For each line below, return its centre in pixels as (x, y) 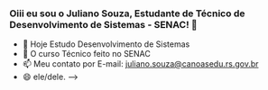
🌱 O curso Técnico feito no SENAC (86, 54)
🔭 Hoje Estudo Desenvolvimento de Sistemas (106, 44)
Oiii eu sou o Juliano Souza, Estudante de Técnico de (127, 13)
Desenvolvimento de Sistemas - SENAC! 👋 (104, 24)
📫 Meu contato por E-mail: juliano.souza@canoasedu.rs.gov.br (140, 64)
